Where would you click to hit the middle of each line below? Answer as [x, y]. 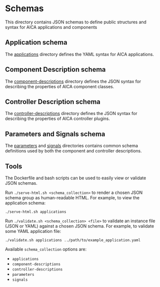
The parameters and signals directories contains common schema [71, 146]
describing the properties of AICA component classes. [60, 86]
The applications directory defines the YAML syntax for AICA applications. [80, 54]
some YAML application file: [33, 231]
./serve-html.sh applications [36, 212]
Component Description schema [55, 69]
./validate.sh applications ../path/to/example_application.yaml [73, 240]
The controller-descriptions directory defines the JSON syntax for [71, 114]
